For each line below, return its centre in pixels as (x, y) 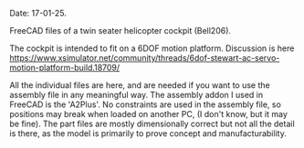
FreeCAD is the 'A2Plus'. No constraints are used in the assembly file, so (145, 104)
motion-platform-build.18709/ (65, 68)
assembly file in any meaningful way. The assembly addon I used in (136, 95)
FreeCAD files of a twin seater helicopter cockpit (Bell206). (120, 30)
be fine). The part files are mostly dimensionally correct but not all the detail (152, 123)
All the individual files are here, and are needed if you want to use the (140, 85)
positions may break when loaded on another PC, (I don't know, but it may (148, 114)
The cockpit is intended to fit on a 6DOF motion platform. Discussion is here (152, 48)
